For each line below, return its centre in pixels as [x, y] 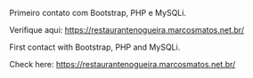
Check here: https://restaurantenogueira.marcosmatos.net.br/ [122, 64]
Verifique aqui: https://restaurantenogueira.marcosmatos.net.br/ [127, 30]
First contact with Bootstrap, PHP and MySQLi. [95, 47]
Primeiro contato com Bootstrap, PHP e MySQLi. [98, 13]
